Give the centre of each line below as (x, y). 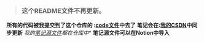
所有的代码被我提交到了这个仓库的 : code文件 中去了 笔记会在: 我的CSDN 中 (99, 25)
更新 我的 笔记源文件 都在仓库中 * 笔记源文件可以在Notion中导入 (91, 33)
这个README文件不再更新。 (63, 10)
